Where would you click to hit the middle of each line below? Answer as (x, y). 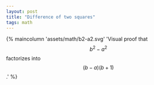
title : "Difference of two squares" (51, 17)
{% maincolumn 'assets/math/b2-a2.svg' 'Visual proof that (77, 39)
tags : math (19, 22)
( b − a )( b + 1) (98, 67)
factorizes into (23, 59)
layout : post (22, 11)
